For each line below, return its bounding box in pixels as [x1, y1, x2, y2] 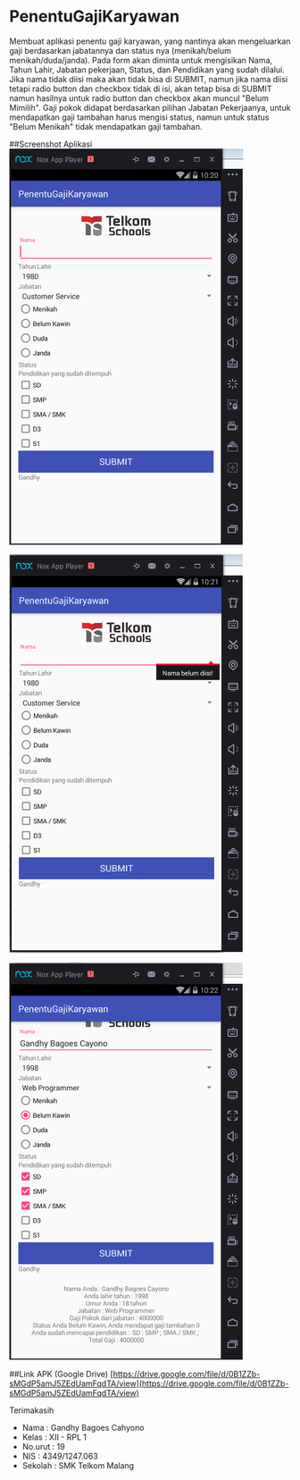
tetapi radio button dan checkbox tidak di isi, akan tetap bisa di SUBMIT [9, 83, 272, 94]
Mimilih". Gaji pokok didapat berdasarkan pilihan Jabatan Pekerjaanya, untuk [9, 102, 291, 113]
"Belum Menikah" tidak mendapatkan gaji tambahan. [9, 121, 203, 131]
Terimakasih [9, 1405, 54, 1416]
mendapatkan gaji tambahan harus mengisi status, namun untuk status [9, 112, 270, 122]
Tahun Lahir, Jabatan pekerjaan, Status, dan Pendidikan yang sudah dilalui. [9, 64, 286, 75]
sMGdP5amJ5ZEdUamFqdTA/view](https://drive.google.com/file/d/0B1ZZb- [9, 1378, 289, 1389]
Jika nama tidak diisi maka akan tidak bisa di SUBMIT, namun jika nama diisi [9, 73, 288, 84]
